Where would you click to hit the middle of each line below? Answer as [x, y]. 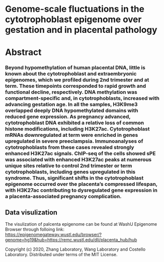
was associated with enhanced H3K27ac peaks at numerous [78, 159]
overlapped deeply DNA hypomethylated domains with [72, 110]
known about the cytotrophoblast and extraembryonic [71, 74]
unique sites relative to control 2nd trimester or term [69, 166]
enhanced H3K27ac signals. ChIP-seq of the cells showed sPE [80, 154]
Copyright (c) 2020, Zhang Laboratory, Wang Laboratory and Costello [75, 249]
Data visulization [31, 212]
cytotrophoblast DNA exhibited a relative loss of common [75, 123]
